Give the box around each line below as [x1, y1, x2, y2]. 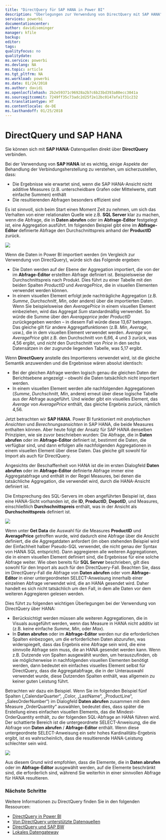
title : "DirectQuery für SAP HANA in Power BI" [5, 7, 105, 12]
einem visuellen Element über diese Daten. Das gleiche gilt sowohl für [5, 447, 147, 453]
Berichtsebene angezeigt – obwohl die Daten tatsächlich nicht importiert [12, 374, 160, 381]
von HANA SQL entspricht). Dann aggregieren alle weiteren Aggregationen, [5, 549, 158, 555]
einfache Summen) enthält [12, 191, 67, 197]
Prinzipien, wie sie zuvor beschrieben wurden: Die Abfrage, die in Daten [5, 431, 152, 438]
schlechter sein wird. [5, 740, 48, 746]
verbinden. [5, 151, 27, 157]
